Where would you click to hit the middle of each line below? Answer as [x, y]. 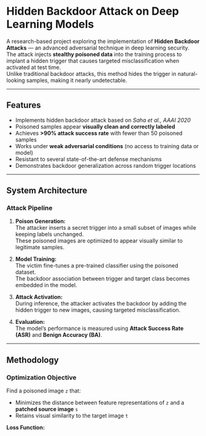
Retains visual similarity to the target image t [72, 416]
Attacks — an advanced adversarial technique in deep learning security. [98, 48]
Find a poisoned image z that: [44, 391]
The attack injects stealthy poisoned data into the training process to [94, 54]
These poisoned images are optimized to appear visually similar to [99, 241]
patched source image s [47, 409]
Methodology [33, 360]
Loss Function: [25, 427]
